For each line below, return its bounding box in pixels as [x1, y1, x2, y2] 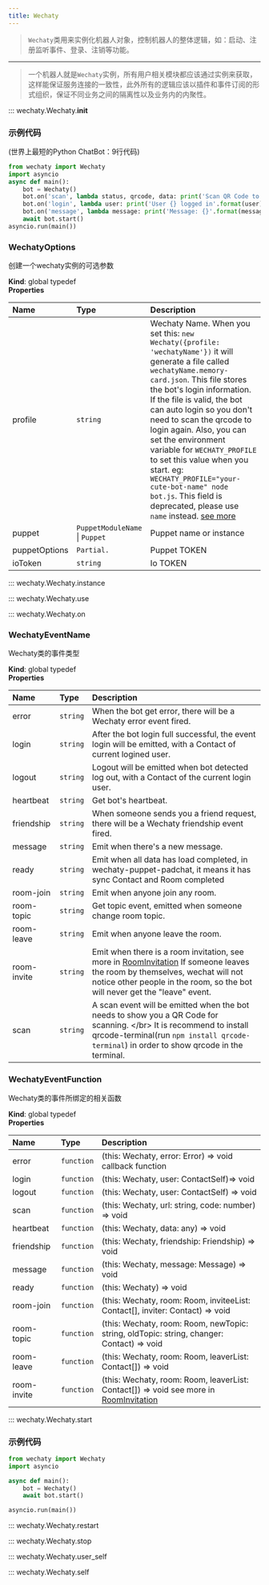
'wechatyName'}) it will [150, 346, 234, 357]
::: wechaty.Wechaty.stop [8, 1536, 92, 1546]
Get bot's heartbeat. [91, 795, 168, 807]
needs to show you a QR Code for [91, 1010, 219, 1021]
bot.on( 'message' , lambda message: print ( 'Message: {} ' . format [22, 208, 239, 216]
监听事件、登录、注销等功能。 [34, 45, 134, 55]
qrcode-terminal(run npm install [91, 1030, 218, 1041]
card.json [150, 376, 188, 385]
